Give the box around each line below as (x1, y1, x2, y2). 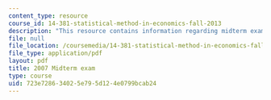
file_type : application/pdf (8, 49, 103, 57)
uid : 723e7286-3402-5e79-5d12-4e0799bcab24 (8, 79, 157, 87)
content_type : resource (8, 11, 89, 20)
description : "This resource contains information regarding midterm (8, 27, 248, 35)
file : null (8, 34, 45, 43)
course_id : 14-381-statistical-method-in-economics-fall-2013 (8, 19, 222, 27)
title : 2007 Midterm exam (8, 65, 95, 73)
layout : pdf (8, 57, 48, 65)
